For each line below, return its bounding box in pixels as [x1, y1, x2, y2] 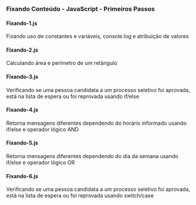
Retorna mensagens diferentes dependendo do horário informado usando [6, 119, 187, 127]
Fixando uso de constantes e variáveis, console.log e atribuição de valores [6, 33, 189, 40]
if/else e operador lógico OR [6, 159, 75, 166]
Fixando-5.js [6, 139, 39, 147]
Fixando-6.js [6, 172, 39, 179]
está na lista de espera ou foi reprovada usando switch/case [6, 192, 154, 199]
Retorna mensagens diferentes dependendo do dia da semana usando [6, 152, 179, 159]
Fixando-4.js [6, 106, 39, 113]
